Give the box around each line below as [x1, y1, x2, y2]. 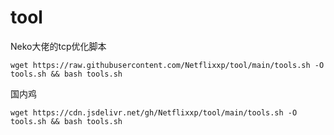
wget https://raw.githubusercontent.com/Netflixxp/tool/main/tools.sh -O [10, 60, 325, 70]
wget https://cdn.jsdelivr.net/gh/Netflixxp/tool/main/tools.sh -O [10, 107, 298, 118]
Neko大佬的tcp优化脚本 [10, 40, 107, 52]
